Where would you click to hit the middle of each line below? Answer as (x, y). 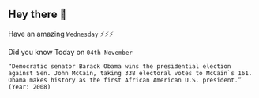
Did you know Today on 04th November (70, 52)
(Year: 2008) (30, 87)
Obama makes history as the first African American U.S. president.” (125, 80)
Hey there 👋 (38, 15)
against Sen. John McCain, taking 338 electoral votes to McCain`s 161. (130, 73)
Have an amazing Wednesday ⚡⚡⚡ (61, 34)
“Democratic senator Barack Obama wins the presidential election (120, 66)
